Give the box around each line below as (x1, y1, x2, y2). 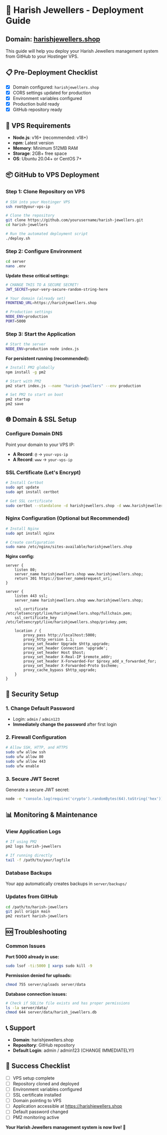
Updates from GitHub (5, 893, 58, 900)
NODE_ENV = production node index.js (5, 346, 79, 351)
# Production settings (5, 310, 53, 315)
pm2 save (5, 402, 24, 407)
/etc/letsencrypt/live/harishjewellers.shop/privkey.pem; (5, 620, 128, 625)
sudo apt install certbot (5, 489, 59, 494)
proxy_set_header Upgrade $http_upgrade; (23, 642, 111, 647)
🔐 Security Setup (5, 689, 59, 698)
